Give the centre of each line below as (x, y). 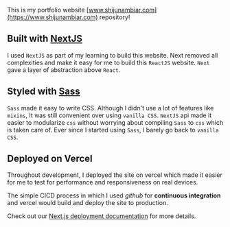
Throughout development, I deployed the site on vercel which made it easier (115, 175)
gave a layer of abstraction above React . (64, 70)
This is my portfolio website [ (48, 10)
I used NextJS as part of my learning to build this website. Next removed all (113, 55)
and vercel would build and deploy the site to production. (88, 203)
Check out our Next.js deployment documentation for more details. (102, 216)
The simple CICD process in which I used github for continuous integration (114, 195)
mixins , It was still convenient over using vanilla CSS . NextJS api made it (110, 115)
